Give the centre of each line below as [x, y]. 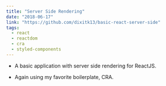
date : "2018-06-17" [30, 17]
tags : [13, 28]
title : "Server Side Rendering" [45, 11]
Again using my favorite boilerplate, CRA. [64, 77]
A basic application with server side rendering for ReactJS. [85, 66]
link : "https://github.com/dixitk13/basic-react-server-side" [83, 22]
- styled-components [36, 49]
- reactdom [25, 38]
